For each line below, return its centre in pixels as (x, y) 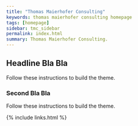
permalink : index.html (34, 34)
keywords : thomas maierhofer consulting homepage (69, 17)
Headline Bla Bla (37, 63)
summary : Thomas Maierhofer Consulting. (57, 39)
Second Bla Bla (28, 93)
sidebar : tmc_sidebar (33, 28)
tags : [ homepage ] (28, 23)
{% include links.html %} (36, 118)
